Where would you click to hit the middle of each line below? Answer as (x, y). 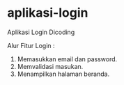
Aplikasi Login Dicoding (41, 32)
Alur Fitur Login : (31, 45)
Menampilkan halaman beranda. (63, 74)
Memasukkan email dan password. (67, 59)
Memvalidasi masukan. (50, 66)
